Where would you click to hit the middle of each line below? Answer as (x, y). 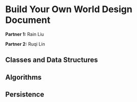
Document (28, 20)
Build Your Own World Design (69, 9)
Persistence (25, 95)
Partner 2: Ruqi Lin (25, 44)
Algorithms (23, 77)
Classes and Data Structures (52, 60)
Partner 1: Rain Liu (25, 34)
